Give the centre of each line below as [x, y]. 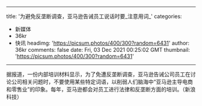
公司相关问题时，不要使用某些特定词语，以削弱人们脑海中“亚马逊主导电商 [102, 82]
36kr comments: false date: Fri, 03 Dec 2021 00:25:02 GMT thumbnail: [103, 50]
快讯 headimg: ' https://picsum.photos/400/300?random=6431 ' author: [102, 43]
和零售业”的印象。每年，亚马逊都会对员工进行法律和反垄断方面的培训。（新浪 [101, 89]
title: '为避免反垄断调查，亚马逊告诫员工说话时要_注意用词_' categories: [94, 16]
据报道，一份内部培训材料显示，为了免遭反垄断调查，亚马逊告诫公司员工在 [98, 74]
